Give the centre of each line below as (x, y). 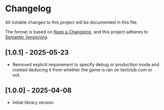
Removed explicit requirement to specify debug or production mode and (86, 64)
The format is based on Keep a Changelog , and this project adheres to (77, 32)
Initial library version (33, 102)
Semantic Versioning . (27, 37)
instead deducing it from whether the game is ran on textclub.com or (82, 70)
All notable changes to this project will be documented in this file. (72, 22)
